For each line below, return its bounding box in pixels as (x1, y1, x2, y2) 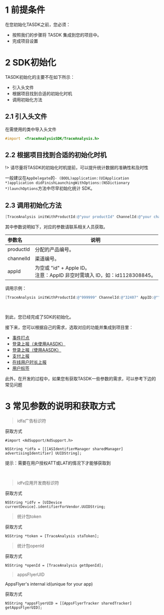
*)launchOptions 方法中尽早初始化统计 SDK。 (5, 185, 95, 191)
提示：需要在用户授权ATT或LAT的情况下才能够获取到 (5, 460, 111, 466)
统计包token (17, 513, 41, 519)
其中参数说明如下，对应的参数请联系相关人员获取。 (5, 224, 108, 230)
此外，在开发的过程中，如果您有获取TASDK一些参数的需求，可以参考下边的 (5, 375, 156, 381)
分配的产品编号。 (35, 246, 74, 253)
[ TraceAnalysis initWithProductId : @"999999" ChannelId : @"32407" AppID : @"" (5, 295, 161, 300)
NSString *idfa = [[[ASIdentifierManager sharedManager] (5, 446, 123, 451)
